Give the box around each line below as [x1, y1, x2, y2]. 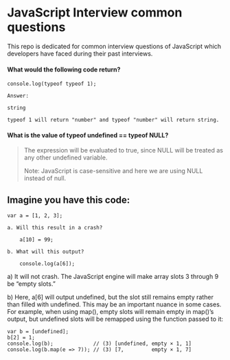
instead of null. [23, 174, 67, 183]
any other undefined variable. [23, 153, 108, 162]
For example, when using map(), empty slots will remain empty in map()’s [7, 308, 214, 316]
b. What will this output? [7, 249, 84, 256]
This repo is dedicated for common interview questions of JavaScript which [7, 42, 222, 50]
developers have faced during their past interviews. [7, 49, 153, 58]
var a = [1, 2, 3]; [7, 212, 63, 219]
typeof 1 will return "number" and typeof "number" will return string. [7, 117, 220, 124]
